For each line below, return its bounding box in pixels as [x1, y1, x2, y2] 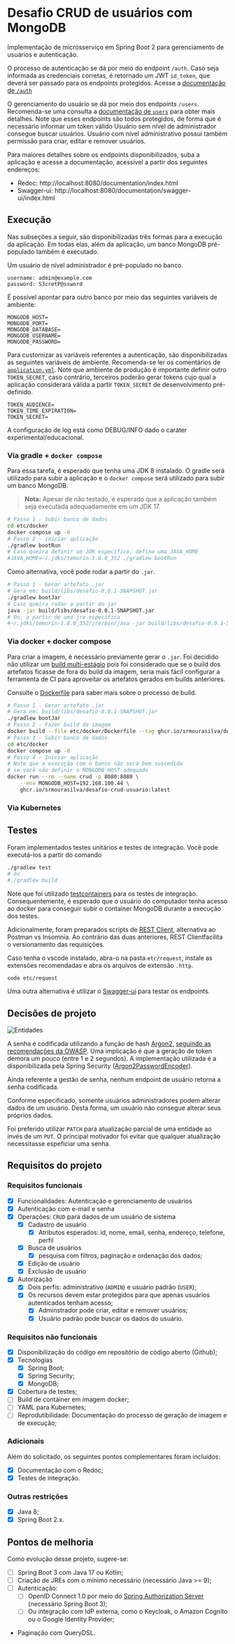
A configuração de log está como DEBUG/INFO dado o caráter [7, 425, 187, 434]
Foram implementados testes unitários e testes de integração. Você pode [7, 843, 218, 851]
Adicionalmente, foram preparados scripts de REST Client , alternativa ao [7, 925, 216, 934]
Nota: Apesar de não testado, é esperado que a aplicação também [24, 495, 217, 503]
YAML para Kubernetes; [17, 1403, 87, 1412]
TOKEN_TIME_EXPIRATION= [7, 407, 77, 414]
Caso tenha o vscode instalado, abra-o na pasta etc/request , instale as [7, 954, 213, 962]
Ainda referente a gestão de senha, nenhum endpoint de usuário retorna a [7, 1075, 221, 1084]
